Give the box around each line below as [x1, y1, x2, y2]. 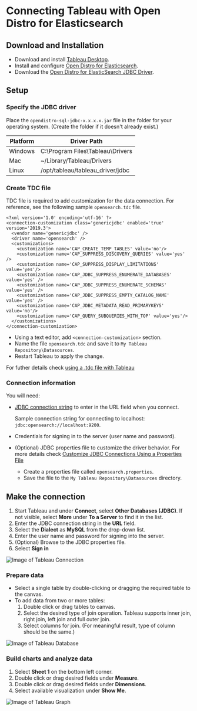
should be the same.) [23, 628, 75, 635]
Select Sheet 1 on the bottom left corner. [14, 668, 113, 675]
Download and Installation [6, 40, 104, 50]
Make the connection [6, 491, 85, 501]
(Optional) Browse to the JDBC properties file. [14, 539, 126, 546]
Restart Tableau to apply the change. [14, 353, 105, 360]
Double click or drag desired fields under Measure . [14, 674, 139, 681]
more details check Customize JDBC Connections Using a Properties [14, 451, 182, 458]
